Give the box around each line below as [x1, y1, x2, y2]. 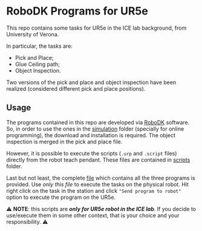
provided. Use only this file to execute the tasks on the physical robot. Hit [6, 180, 189, 188]
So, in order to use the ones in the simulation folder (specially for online [6, 125, 184, 132]
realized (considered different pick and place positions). [6, 85, 146, 92]
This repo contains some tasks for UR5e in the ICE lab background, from [6, 24, 187, 31]
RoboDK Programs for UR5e [6, 4, 148, 18]
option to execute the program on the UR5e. [6, 194, 116, 201]
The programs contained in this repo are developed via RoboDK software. [6, 119, 190, 126]
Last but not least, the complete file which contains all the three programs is [6, 174, 195, 181]
